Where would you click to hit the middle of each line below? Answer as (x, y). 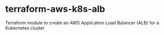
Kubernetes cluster (25, 28)
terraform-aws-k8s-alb (55, 9)
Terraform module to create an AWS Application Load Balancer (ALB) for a (82, 23)
